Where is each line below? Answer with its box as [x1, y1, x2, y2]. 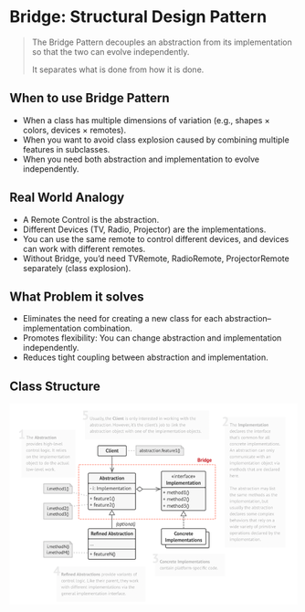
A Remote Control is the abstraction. [22, 214, 160, 225]
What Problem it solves [9, 289, 144, 304]
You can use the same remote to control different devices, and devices [22, 233, 289, 244]
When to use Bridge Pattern [9, 90, 171, 106]
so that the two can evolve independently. [31, 46, 190, 57]
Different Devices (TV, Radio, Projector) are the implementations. [22, 224, 267, 235]
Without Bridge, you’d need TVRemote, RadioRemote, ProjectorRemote [22, 253, 289, 264]
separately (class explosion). [22, 262, 131, 273]
